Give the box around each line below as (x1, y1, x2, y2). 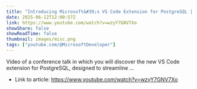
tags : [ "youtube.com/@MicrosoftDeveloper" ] (6, 42, 116, 48)
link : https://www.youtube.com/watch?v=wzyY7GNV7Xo (6, 20, 137, 26)
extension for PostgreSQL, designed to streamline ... (6, 64, 135, 71)
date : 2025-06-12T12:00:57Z (6, 14, 76, 20)
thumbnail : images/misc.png (6, 36, 76, 42)
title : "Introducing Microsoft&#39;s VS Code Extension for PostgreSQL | (6, 8, 193, 15)
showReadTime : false (6, 31, 58, 37)
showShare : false (6, 25, 49, 31)
